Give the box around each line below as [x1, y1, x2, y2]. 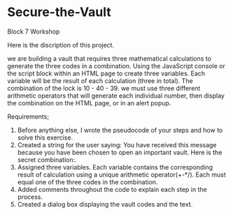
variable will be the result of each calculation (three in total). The [7, 76, 194, 84]
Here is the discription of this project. [7, 40, 114, 49]
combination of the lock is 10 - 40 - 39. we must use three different [7, 84, 201, 92]
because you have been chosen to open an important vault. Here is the [17, 148, 223, 156]
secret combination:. [17, 155, 77, 164]
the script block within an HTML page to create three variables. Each [7, 69, 205, 77]
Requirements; [7, 112, 50, 121]
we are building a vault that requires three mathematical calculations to [7, 54, 212, 63]
